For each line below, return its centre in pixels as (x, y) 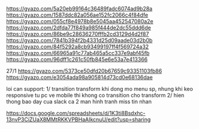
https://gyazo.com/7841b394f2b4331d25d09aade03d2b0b (79, 40)
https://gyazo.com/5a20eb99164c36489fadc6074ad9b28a (79, 9)
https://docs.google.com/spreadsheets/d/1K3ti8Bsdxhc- (76, 113)
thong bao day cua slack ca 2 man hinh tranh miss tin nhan (79, 102)
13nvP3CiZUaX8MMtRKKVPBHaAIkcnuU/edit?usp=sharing (79, 119)
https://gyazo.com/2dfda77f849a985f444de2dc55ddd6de (79, 27)
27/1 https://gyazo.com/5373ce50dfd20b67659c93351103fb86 (84, 71)
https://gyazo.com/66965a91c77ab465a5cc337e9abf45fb (78, 53)
